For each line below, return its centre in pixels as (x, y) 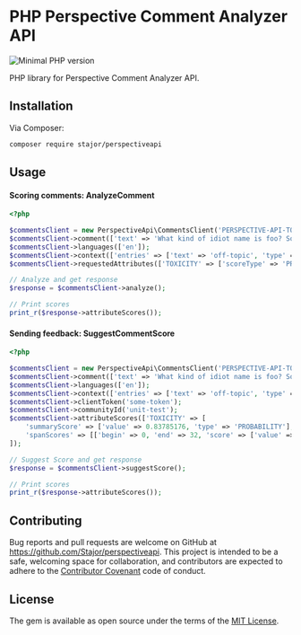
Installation (41, 106)
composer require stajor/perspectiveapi (86, 144)
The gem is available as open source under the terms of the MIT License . (144, 621)
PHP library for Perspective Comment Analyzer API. (104, 77)
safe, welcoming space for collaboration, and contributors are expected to (146, 561)
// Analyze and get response (64, 280)
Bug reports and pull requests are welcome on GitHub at (113, 542)
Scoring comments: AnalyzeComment (82, 195)
